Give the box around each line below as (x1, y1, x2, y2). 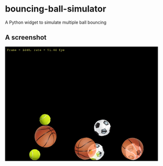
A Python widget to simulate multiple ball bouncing (5, 19, 107, 25)
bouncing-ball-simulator (5, 3, 107, 15)
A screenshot (5, 33, 47, 42)
